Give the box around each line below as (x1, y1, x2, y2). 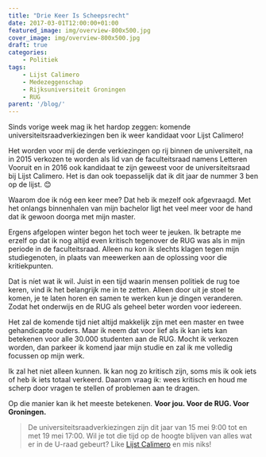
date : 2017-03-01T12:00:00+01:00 (8, 19, 119, 27)
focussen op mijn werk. (8, 351, 85, 361)
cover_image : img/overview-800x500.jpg (8, 33, 141, 42)
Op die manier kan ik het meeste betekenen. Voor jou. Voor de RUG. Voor (8, 399, 249, 409)
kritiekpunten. (8, 261, 54, 271)
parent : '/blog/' (8, 100, 66, 108)
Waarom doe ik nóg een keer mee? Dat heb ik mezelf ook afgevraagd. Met (8, 196, 252, 205)
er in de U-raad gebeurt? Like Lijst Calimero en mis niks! (27, 440, 212, 449)
